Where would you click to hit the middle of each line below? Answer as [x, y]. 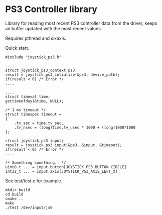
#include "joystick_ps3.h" [33, 57]
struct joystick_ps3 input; [35, 141]
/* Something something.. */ [36, 163]
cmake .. [14, 199]
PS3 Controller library [51, 9]
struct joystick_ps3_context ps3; [41, 70]
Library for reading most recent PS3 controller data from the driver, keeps [81, 23]
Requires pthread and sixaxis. [36, 38]
